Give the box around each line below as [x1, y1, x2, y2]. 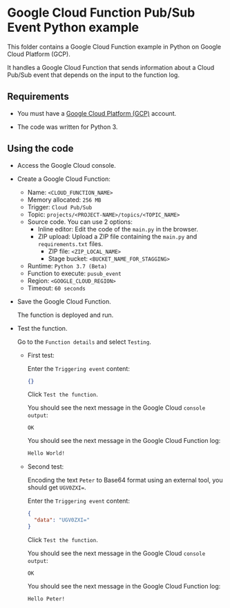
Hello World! [27, 450, 66, 457]
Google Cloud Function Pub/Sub [7, 5, 195, 21]
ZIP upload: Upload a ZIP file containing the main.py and [37, 232, 198, 241]
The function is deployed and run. [17, 311, 114, 319]
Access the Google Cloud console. [17, 161, 116, 169]
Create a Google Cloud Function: [17, 175, 111, 183]
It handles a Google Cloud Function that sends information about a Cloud [7, 63, 215, 71]
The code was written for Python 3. [17, 123, 118, 131]
